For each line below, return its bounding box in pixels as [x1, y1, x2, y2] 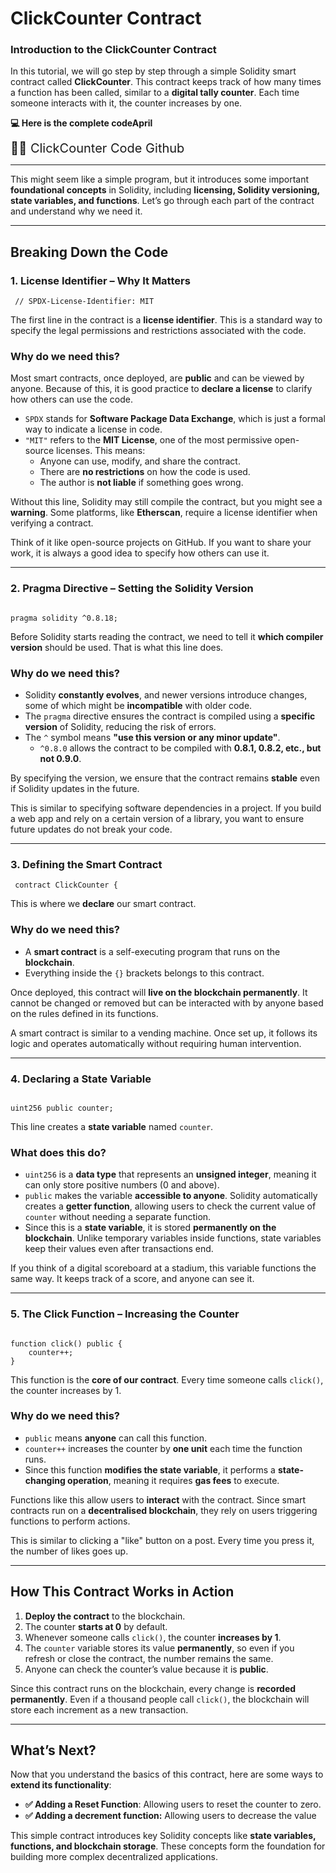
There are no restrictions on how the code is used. [39, 466, 251, 478]
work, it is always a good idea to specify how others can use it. [10, 547, 270, 559]
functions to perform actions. [10, 1515, 131, 1527]
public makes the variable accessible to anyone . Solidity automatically [24, 1190, 318, 1202]
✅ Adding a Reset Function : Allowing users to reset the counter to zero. [24, 1798, 322, 1811]
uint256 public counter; [10, 1103, 114, 1113]
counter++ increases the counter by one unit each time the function [24, 1442, 303, 1454]
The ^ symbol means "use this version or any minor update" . [24, 732, 281, 744]
